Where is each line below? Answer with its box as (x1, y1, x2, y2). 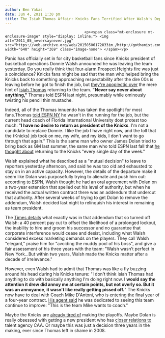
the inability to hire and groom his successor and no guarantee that (5, 225, 141, 231)
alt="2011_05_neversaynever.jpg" (5, 38, 74, 43)
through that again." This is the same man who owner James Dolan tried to (5, 138, 156, 144)
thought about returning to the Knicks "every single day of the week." (5, 148, 145, 155)
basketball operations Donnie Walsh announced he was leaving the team (5, 61, 152, 67)
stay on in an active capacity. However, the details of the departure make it (5, 169, 157, 174)
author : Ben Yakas (5, 7, 43, 12)
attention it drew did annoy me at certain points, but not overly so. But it (5, 282, 155, 287)
